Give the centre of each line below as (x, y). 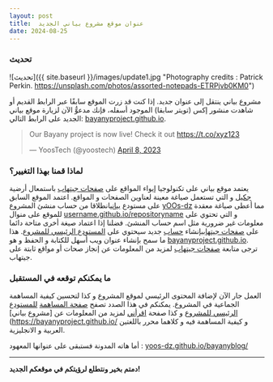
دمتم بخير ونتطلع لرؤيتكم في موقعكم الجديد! (75, 369)
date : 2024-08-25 (38, 31)
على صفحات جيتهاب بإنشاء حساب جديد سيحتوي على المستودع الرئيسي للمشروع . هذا (134, 231)
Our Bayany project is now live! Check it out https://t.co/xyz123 (134, 134)
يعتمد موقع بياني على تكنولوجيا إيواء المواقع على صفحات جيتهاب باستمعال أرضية (129, 188)
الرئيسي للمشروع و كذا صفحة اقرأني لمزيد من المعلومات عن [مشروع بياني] (124, 313)
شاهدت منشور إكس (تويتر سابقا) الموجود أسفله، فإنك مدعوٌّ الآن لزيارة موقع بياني (131, 109)
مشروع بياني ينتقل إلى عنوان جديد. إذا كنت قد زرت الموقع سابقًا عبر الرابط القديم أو (135, 101)
